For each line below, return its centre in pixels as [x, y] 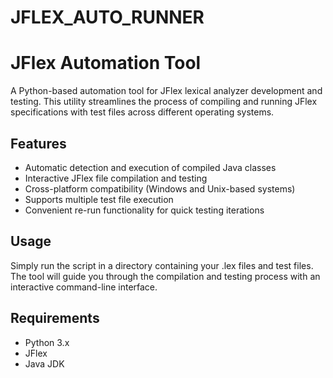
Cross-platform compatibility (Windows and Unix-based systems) [160, 188]
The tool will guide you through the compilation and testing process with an [165, 276]
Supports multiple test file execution [99, 199]
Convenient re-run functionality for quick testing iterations [144, 210]
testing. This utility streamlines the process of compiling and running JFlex [164, 102]
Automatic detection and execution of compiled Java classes [150, 167]
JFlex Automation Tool [106, 63]
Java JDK [44, 363]
